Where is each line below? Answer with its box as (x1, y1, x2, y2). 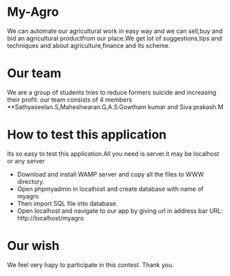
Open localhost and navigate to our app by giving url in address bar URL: (16, 207, 223, 215)
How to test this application (7, 127, 167, 143)
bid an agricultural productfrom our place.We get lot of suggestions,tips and (7, 34, 222, 42)
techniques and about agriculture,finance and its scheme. (7, 41, 170, 49)
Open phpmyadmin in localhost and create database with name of (16, 185, 204, 193)
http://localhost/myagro (16, 214, 84, 222)
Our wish (7, 238, 60, 253)
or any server (7, 157, 45, 165)
